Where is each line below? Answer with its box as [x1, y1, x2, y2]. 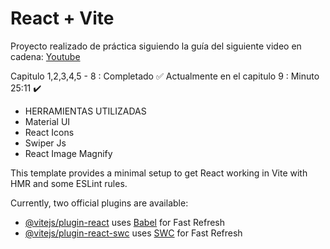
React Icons [24, 126, 75, 138]
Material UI [24, 115, 71, 127]
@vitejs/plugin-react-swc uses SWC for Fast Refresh [24, 227, 243, 239]
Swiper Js [24, 137, 67, 149]
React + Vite [10, 7, 115, 30]
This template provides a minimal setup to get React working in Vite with [10, 167, 308, 179]
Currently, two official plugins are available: [10, 197, 189, 209]
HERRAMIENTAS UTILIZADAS [24, 105, 147, 117]
